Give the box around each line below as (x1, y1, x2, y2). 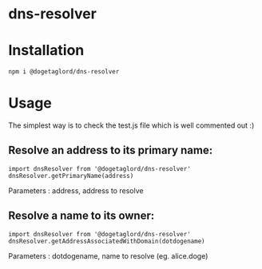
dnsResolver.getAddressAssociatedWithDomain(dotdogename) (8, 237, 205, 245)
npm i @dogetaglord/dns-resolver (8, 68, 120, 76)
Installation (8, 42, 85, 60)
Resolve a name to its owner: (8, 209, 155, 223)
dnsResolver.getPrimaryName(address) (8, 172, 134, 180)
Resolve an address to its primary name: (8, 144, 213, 157)
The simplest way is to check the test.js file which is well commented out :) (8, 121, 255, 130)
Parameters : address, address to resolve (8, 185, 144, 196)
